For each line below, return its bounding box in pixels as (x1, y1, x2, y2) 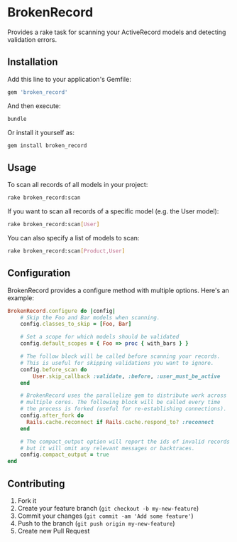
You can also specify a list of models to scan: (7, 233, 140, 242)
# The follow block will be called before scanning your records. (20, 353, 221, 360)
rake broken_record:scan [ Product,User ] (7, 247, 126, 255)
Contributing (7, 477, 65, 489)
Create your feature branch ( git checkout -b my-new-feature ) (17, 504, 199, 512)
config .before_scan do (20, 366, 87, 373)
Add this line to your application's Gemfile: (7, 75, 131, 83)
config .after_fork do (20, 412, 84, 419)
